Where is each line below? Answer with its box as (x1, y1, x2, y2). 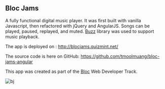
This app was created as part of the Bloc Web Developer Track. (5, 68, 138, 74)
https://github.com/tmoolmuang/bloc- (80, 53, 160, 59)
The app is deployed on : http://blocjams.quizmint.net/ (5, 43, 118, 50)
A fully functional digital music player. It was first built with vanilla (5, 17, 141, 23)
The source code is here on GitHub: (5, 53, 80, 59)
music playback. (5, 33, 39, 39)
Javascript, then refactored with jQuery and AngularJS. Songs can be (5, 23, 150, 29)
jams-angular (5, 58, 33, 65)
